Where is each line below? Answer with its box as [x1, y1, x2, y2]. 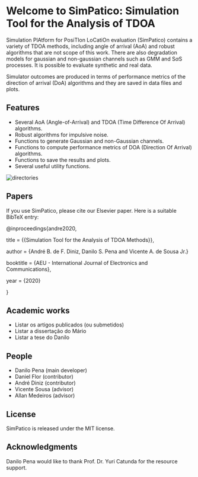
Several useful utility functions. [14, 162, 91, 169]
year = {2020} [6, 277, 41, 284]
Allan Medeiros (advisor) [14, 392, 75, 399]
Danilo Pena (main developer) [14, 367, 88, 374]
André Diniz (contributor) [14, 379, 76, 386]
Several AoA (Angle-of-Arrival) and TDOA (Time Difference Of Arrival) [14, 119, 186, 126]
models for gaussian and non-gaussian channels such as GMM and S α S [6, 55, 183, 62]
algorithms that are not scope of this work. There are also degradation [6, 49, 178, 56]
